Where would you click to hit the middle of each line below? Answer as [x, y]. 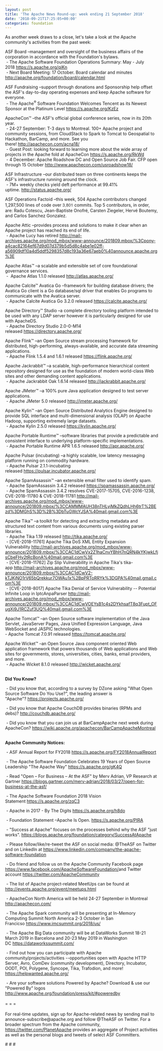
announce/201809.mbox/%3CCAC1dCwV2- [49, 573]
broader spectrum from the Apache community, [53, 1024]
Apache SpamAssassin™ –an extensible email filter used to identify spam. [78, 480]
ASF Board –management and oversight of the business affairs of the [74, 52]
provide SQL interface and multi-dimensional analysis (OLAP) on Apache [78, 416]
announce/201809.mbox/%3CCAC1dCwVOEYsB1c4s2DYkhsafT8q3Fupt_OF [81, 604]
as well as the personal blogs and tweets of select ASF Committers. [73, 1034]
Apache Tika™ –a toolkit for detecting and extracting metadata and [71, 521]
